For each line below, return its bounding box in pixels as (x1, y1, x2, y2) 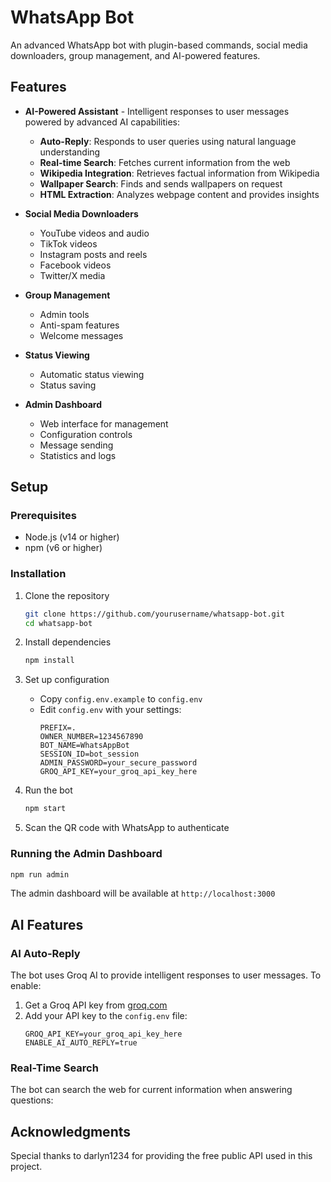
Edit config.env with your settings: (39, 704, 182, 716)
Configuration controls (39, 428, 133, 440)
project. (10, 1161, 43, 1173)
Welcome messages (39, 329, 124, 341)
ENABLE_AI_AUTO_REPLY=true (24, 1038, 138, 1048)
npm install (24, 656, 75, 666)
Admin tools (39, 308, 90, 320)
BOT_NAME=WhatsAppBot (39, 741, 130, 751)
